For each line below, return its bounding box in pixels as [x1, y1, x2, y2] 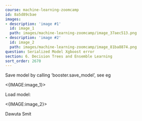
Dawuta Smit [5, 111, 31, 117]
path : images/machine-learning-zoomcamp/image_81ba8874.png [9, 44, 137, 49]
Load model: [5, 91, 31, 97]
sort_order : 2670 [5, 58, 41, 63]
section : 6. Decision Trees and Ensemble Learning [5, 53, 113, 59]
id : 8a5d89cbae [5, 12, 37, 17]
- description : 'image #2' [5, 35, 61, 40]
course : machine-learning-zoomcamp [5, 7, 79, 12]
